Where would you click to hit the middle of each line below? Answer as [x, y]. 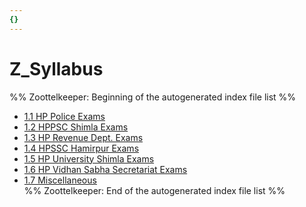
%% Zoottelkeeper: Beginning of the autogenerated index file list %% [153, 97]
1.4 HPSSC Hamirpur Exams [81, 148]
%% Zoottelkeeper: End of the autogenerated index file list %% [154, 190]
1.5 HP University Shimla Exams [89, 158]
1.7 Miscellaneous [60, 180]
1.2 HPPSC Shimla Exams [76, 127]
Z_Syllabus [56, 68]
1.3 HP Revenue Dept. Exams [83, 137]
